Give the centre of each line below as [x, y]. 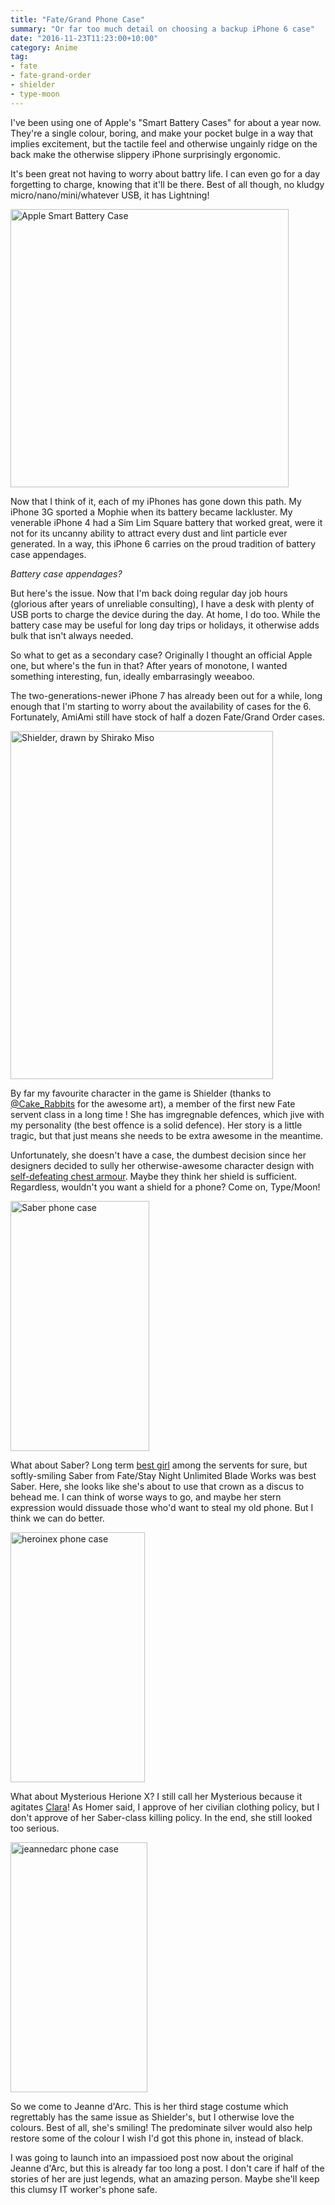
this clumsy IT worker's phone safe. [84, 2189]
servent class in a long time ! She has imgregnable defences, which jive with [167, 1114]
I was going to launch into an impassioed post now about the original [152, 2157]
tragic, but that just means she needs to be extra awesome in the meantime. [167, 1135]
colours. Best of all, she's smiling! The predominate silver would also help [161, 2127]
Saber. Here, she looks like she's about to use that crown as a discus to [157, 1486]
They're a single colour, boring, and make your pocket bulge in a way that [162, 133]
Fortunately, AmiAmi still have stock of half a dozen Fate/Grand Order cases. [168, 717]
